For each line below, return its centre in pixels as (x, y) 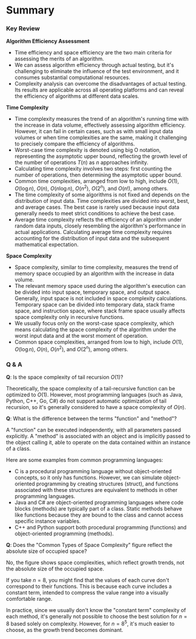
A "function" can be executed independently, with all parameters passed (94, 430)
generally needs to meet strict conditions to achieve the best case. (95, 213)
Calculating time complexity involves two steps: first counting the (93, 169)
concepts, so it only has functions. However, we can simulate (88, 478)
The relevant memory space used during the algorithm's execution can (100, 286)
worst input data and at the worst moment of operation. (81, 336)
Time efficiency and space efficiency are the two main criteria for (93, 53)
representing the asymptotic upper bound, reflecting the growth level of (101, 157)
